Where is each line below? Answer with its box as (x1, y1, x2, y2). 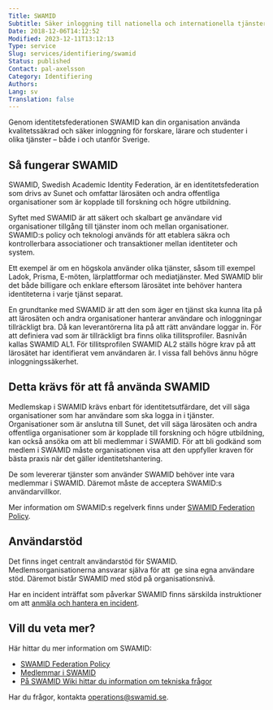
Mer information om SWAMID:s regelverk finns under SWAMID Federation (8, 502, 255, 512)
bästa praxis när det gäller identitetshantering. (8, 453, 163, 464)
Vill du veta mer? (8, 621, 96, 635)
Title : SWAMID (8, 11, 57, 20)
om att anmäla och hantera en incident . (8, 598, 140, 608)
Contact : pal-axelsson (8, 65, 85, 73)
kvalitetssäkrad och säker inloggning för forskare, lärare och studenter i (8, 126, 248, 136)
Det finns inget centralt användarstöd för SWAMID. (8, 556, 178, 566)
